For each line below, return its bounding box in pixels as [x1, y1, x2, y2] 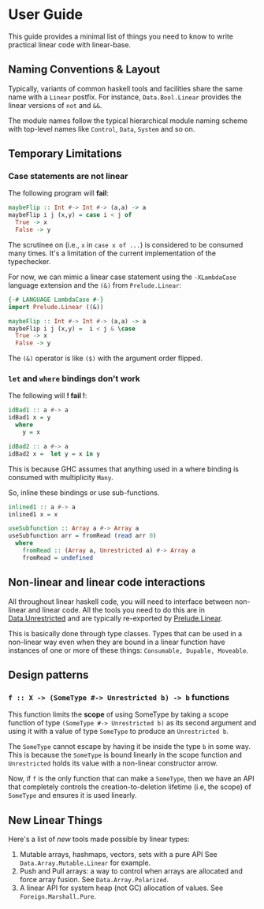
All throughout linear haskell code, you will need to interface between [8, 597, 233, 606]
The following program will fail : [8, 188, 109, 198]
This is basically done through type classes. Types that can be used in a [8, 628, 243, 638]
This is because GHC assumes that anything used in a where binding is [8, 464, 239, 474]
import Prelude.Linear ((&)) [8, 303, 104, 311]
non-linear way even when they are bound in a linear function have [8, 637, 226, 646]
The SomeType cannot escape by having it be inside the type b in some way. [8, 742, 251, 751]
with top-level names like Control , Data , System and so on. [8, 124, 195, 133]
